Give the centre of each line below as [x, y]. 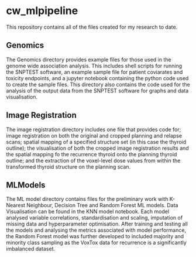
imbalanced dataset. [31, 249]
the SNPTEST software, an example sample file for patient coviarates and [94, 72]
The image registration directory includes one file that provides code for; [94, 129]
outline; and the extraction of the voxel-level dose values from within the [93, 160]
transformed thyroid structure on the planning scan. [68, 167]
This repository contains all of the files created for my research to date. [92, 27]
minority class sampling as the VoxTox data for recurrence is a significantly [97, 243]
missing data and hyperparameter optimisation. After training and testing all [97, 224]
